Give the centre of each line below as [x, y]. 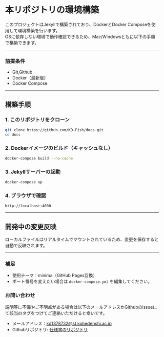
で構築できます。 [22, 42]
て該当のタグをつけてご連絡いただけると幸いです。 [56, 313]
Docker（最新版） [30, 78]
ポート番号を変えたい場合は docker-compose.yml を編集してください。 [82, 281]
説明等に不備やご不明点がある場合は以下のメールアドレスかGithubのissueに [81, 307]
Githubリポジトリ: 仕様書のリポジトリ [50, 329]
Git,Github [22, 72]
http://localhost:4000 [28, 206]
